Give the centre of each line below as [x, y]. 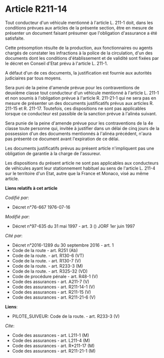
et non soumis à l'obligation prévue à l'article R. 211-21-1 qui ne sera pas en [81, 98]
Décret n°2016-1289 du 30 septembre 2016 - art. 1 [63, 245]
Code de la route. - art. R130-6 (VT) [48, 256]
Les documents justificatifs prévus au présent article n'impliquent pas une [80, 148]
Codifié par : [17, 198]
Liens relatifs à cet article [31, 188]
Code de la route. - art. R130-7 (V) [47, 260]
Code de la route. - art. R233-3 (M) [47, 266]
